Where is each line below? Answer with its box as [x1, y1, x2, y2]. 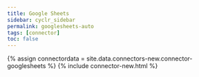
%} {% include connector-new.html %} [47, 62, 158, 70]
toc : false [7, 36, 39, 43]
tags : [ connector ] [7, 29, 60, 36]
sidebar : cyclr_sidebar [7, 16, 76, 23]
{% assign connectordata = [7, 54, 85, 63]
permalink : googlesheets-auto [7, 23, 95, 30]
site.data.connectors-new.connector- [86, 54, 193, 63]
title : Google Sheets [7, 10, 70, 17]
